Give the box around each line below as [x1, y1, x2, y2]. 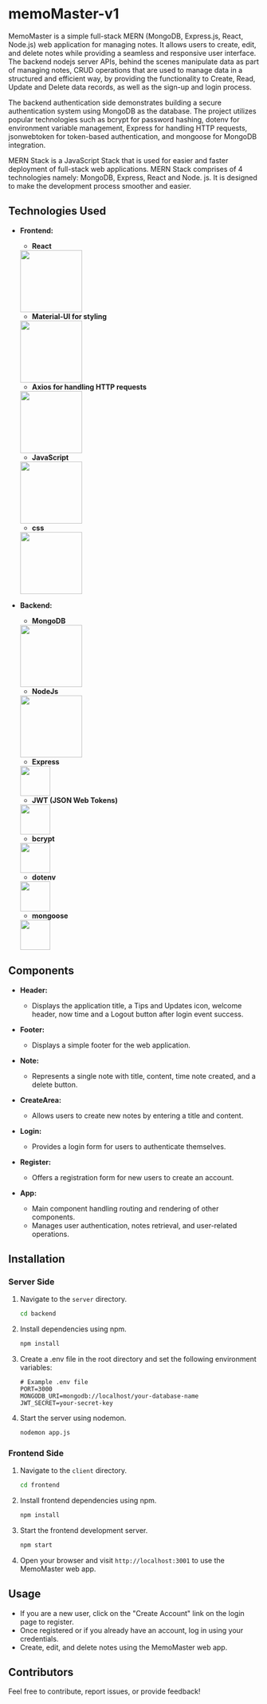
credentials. [19, 1634, 59, 1643]
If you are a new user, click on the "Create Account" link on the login [19, 1608, 245, 1618]
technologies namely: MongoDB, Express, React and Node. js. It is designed [8, 173, 257, 182]
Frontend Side [8, 1447, 64, 1459]
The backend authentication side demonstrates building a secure [8, 98, 222, 107]
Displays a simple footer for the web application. [31, 1040, 191, 1050]
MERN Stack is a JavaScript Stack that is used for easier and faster [8, 155, 229, 165]
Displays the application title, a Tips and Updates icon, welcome [31, 1000, 242, 1010]
